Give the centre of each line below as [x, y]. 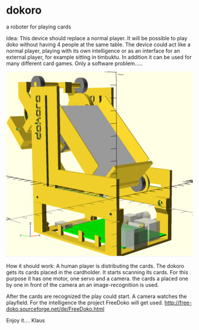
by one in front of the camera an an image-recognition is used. [83, 285]
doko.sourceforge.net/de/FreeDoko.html [55, 309]
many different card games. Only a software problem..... [74, 63]
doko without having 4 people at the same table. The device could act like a [98, 44]
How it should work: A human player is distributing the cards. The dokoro [95, 266]
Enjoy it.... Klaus [26, 321]
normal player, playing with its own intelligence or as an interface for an [93, 50]
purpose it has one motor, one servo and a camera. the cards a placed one [97, 278]
